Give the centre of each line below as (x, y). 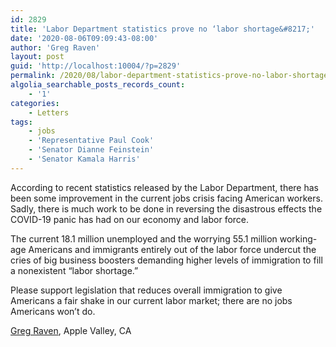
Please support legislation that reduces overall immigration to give (146, 290)
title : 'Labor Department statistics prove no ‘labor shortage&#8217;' (162, 29)
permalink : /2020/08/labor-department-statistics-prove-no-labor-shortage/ (171, 76)
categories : (35, 103)
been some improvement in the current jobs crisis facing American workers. (166, 198)
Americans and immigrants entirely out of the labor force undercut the (172, 249)
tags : (21, 122)
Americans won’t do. (53, 311)
